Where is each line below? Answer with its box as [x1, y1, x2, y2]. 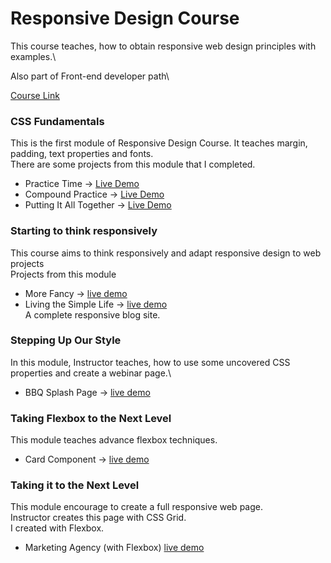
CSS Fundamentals [10, 114, 105, 128]
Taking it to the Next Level [10, 478, 140, 492]
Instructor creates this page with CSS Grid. [10, 512, 187, 524]
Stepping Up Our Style [10, 333, 122, 347]
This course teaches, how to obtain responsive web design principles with [10, 40, 317, 52]
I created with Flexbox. [10, 522, 105, 534]
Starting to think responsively [10, 224, 158, 238]
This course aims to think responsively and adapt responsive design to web [10, 247, 322, 259]
